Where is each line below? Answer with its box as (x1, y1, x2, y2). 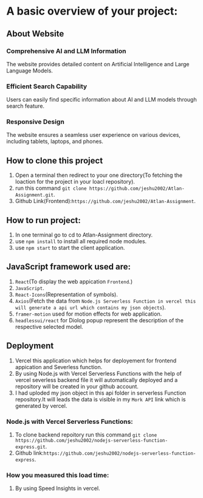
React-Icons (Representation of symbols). (15, 291, 119, 298)
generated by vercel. (15, 402, 67, 409)
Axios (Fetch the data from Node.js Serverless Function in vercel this (15, 297, 196, 305)
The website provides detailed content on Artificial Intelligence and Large (6, 60, 190, 67)
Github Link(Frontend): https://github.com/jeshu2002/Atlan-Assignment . (15, 198, 196, 205)
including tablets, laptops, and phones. (6, 138, 103, 145)
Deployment (6, 341, 54, 351)
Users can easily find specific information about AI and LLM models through (6, 96, 197, 103)
